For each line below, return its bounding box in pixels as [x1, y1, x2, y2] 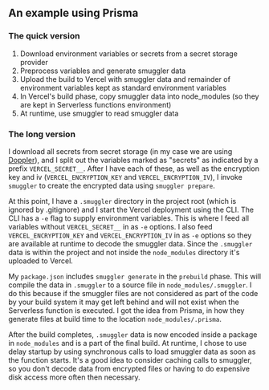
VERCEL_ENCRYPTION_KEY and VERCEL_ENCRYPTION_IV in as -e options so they [8, 230, 252, 240]
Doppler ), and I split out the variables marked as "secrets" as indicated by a [8, 155, 259, 165]
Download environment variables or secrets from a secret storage [19, 48, 238, 59]
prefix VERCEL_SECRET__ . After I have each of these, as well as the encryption [8, 164, 259, 173]
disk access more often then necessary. [8, 372, 141, 382]
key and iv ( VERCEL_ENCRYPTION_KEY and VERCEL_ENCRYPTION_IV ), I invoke [8, 172, 243, 181]
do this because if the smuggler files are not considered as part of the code [8, 288, 259, 298]
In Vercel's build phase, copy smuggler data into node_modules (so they [19, 91, 259, 101]
